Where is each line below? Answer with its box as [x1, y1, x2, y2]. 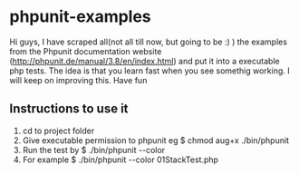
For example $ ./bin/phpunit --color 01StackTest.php [22, 154, 219, 165]
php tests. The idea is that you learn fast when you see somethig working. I [9, 65, 290, 76]
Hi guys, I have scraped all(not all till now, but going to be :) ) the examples [9, 36, 288, 47]
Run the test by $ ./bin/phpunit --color [22, 144, 166, 155]
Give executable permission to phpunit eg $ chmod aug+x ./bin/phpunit [22, 134, 290, 146]
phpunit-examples [9, 6, 151, 27]
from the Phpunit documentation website [9, 45, 162, 56]
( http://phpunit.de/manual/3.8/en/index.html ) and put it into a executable [9, 55, 280, 66]
